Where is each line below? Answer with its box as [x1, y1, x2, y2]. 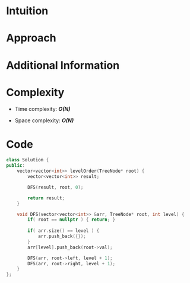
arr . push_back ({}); [37, 233, 86, 240]
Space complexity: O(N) [14, 117, 74, 124]
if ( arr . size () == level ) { [27, 228, 100, 234]
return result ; [27, 195, 65, 201]
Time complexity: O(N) [14, 105, 71, 112]
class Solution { [6, 157, 49, 163]
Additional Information [6, 58, 120, 72]
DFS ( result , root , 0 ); [27, 184, 84, 190]
